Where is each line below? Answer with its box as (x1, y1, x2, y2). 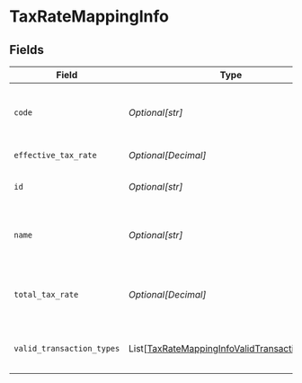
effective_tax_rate (13, 150, 97, 160)
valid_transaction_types (13, 343, 120, 353)
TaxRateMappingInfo (9, 6, 169, 27)
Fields (9, 42, 45, 58)
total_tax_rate (13, 289, 79, 299)
